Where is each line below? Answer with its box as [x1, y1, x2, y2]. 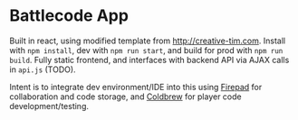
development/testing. [9, 100, 89, 111]
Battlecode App [9, 5, 130, 26]
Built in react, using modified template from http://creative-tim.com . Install [9, 35, 286, 46]
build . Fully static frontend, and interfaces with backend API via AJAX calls [9, 54, 290, 65]
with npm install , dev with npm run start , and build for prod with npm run [9, 44, 284, 55]
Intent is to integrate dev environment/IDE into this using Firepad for [9, 81, 263, 92]
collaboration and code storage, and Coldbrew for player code [9, 91, 242, 102]
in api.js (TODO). [9, 64, 76, 75]
